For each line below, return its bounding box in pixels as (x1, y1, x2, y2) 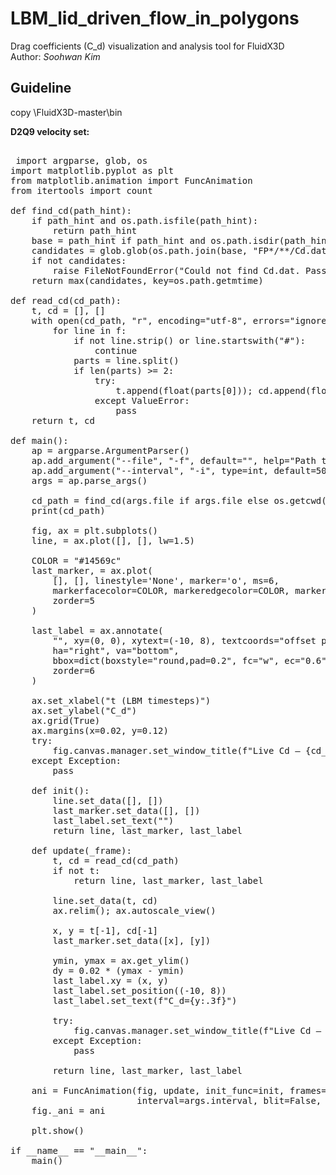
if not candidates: (31, 255, 127, 266)
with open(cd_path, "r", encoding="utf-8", (31, 315, 248, 326)
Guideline (10, 80, 72, 97)
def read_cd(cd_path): (10, 295, 122, 306)
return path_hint (52, 225, 138, 236)
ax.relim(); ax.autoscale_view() (52, 905, 217, 916)
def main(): (10, 435, 69, 446)
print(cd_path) (31, 505, 106, 516)
